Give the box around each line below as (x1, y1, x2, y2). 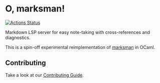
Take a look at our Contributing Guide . (5, 72, 84, 78)
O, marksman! (5, 3, 65, 14)
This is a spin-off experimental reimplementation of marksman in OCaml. (5, 44, 155, 50)
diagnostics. (5, 34, 31, 40)
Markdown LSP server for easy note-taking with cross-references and (5, 29, 150, 35)
